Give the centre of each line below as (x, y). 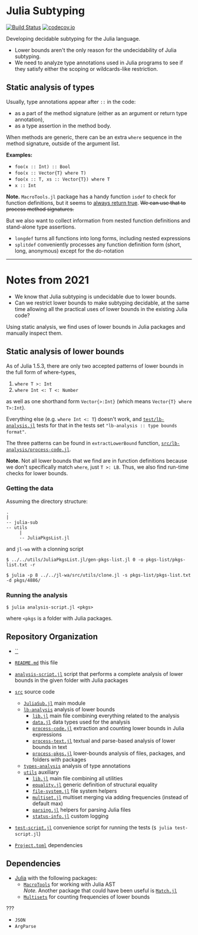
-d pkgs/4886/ (24, 580)
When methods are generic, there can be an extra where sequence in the (94, 137)
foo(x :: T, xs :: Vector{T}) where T (62, 179)
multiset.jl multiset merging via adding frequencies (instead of (110, 797)
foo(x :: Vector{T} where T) (50, 173)
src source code (34, 691)
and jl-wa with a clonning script (45, 549)
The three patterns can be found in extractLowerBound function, (83, 443)
